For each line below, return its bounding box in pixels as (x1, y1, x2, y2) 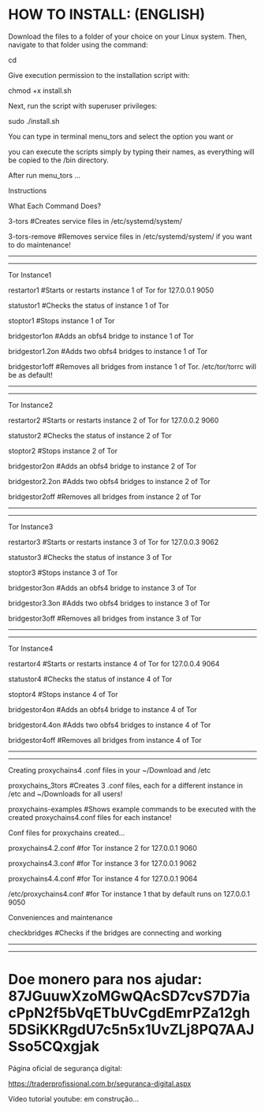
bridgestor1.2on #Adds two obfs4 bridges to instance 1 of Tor (8, 346, 208, 356)
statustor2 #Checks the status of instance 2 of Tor (8, 431, 172, 440)
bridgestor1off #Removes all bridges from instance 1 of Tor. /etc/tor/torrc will (8, 361, 256, 371)
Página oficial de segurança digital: (8, 1063, 122, 1073)
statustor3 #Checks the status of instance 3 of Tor (8, 552, 172, 561)
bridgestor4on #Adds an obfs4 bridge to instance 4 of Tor (8, 704, 197, 714)
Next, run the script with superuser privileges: (8, 101, 158, 110)
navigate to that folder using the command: (8, 39, 148, 49)
